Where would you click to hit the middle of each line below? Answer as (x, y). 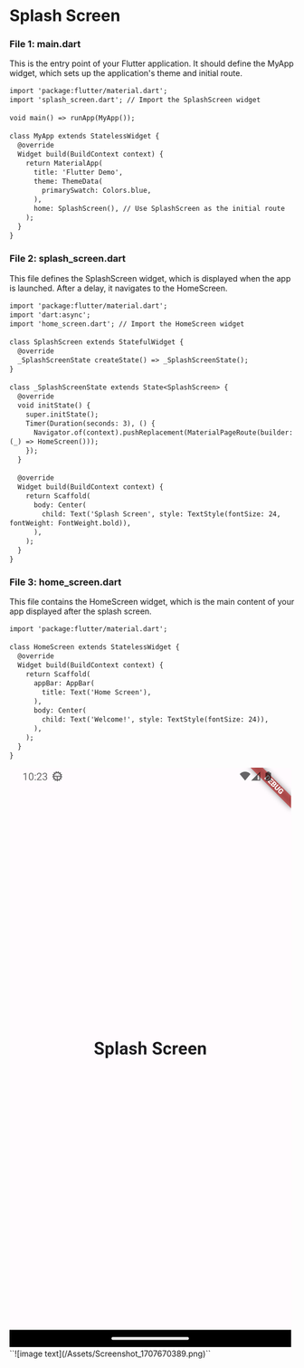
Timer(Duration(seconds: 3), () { (90, 423)
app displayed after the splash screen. (81, 611)
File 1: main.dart (45, 44)
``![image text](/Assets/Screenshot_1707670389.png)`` (110, 1354)
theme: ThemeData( (68, 182)
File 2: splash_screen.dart (68, 259)
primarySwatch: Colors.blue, (97, 191)
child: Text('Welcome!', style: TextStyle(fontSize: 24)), (156, 720)
